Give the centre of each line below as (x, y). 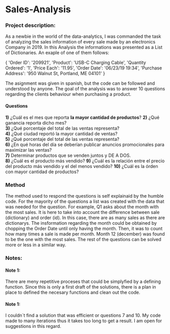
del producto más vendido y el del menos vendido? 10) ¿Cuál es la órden (82, 166)
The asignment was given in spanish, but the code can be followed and (80, 83)
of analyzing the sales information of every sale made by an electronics (80, 42)
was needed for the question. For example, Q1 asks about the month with (82, 207)
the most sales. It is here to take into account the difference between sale (82, 212)
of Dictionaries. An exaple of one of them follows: (57, 53)
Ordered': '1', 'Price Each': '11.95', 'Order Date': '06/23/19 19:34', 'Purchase (84, 68)
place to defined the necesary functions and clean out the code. (73, 293)
